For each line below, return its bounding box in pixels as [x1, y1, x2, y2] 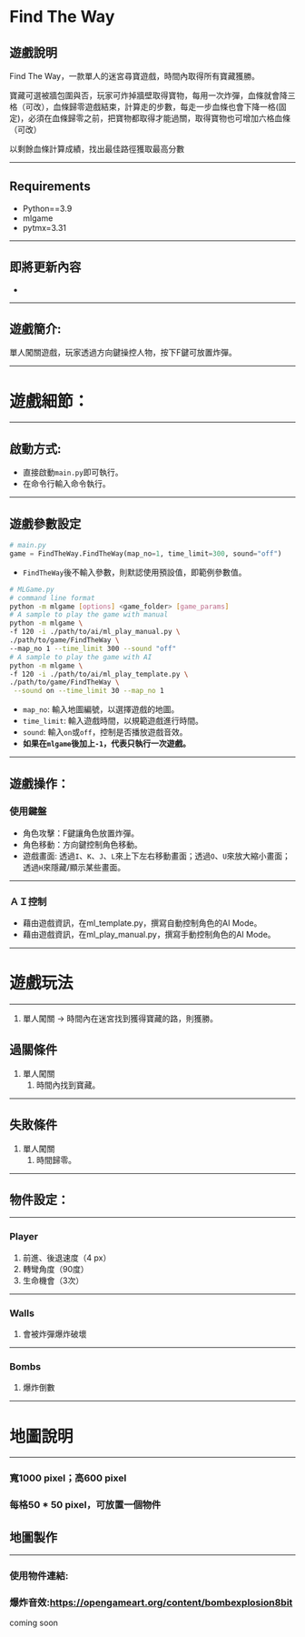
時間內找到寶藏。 [35, 1080, 101, 1090]
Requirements [9, 179, 91, 195]
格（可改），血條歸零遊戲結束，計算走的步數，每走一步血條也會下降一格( [9, 102, 280, 112]
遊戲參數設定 [9, 516, 82, 531]
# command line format [9, 593, 95, 602]
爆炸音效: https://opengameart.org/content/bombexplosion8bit [9, 1596, 293, 1609]
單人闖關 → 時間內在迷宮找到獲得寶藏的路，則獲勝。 [22, 1013, 219, 1024]
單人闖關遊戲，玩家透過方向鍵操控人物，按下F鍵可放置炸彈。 [9, 347, 238, 358]
